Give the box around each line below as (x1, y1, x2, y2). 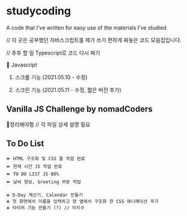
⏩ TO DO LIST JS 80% (6, 171, 59, 177)
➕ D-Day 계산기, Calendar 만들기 (6, 192, 83, 198)
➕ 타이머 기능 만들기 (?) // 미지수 (6, 205, 85, 211)
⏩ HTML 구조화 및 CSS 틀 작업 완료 (6, 155, 85, 161)
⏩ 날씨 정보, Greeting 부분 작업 (6, 179, 81, 185)
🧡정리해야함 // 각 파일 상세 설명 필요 (6, 121, 91, 128)
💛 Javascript (6, 61, 37, 68)
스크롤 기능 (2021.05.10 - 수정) (14, 73, 88, 80)
